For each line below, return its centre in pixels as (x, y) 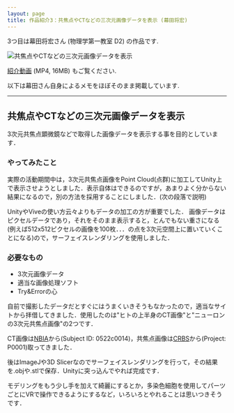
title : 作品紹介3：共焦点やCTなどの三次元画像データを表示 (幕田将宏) (97, 20)
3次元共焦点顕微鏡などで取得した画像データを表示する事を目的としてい (110, 134)
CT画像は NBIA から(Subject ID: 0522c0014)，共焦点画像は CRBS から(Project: (117, 338)
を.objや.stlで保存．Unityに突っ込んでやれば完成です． (85, 370)
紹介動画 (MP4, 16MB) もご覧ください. (62, 70)
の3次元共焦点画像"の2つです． (52, 323)
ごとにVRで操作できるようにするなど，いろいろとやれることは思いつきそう (115, 394)
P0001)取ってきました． (42, 347)
